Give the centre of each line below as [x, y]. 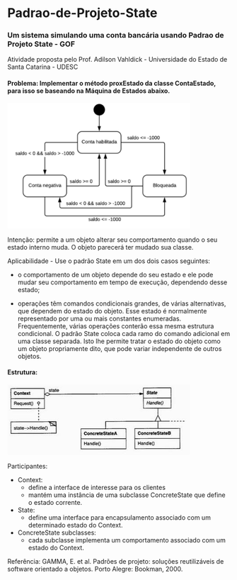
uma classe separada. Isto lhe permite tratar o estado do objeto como [119, 341]
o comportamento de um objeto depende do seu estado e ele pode [115, 274]
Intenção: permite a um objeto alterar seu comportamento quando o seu [112, 240]
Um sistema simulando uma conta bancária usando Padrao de [116, 35]
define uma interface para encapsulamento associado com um [119, 517]
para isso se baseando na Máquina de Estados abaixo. [89, 91]
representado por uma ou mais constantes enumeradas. [99, 318]
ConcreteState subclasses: [57, 532]
